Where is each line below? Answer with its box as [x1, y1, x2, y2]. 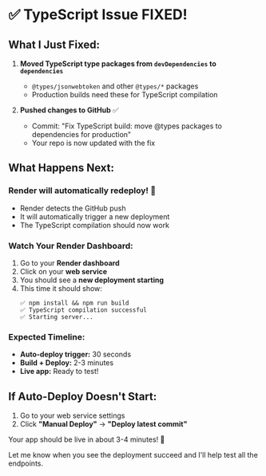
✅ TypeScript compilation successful [19, 305, 148, 314]
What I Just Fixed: [8, 37, 100, 51]
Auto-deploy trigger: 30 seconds [19, 349, 132, 360]
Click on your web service [19, 266, 108, 276]
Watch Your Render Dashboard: [8, 240, 133, 251]
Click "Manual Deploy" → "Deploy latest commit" [19, 419, 188, 429]
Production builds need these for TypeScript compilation [31, 90, 218, 99]
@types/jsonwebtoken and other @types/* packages [31, 81, 199, 91]
